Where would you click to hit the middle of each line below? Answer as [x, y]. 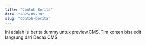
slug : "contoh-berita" [28, 18]
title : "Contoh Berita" [29, 9]
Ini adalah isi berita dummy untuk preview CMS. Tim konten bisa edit [73, 32]
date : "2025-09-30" [25, 14]
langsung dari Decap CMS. [32, 37]
